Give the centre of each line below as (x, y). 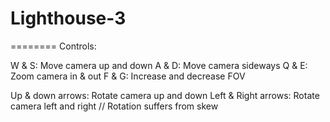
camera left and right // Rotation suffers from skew (114, 106)
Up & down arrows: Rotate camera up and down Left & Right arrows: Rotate (165, 95)
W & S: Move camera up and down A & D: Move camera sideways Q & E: (159, 65)
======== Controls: (53, 46)
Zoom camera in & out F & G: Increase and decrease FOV (128, 76)
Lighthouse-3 (68, 18)
